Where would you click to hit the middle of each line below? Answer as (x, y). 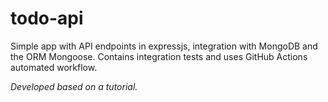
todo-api (47, 18)
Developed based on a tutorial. (74, 86)
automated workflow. (54, 67)
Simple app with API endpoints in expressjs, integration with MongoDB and (164, 46)
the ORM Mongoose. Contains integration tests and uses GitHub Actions (159, 56)
